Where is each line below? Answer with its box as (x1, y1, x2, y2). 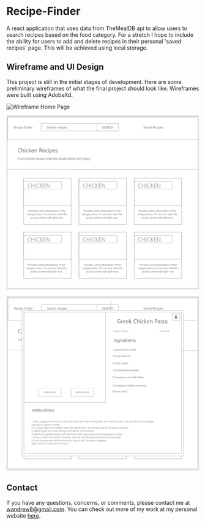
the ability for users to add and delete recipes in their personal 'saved (6, 37, 182, 45)
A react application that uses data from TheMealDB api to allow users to (6, 25, 188, 32)
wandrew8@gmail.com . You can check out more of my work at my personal (6, 505, 198, 513)
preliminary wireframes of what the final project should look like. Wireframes (6, 85, 199, 92)
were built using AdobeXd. (6, 91, 73, 99)
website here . (6, 512, 41, 519)
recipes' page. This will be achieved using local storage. (6, 44, 148, 51)
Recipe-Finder (6, 4, 81, 18)
